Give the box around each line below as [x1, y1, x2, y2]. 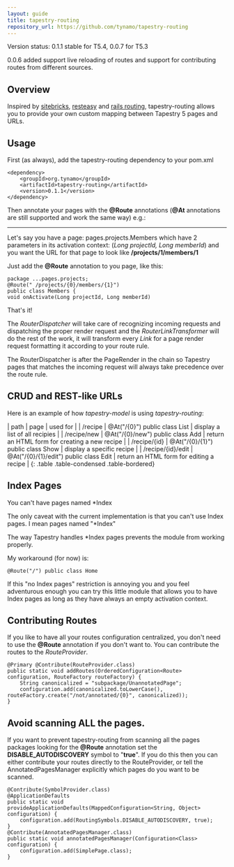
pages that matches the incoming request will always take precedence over [7, 363, 224, 371]
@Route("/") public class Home [7, 567, 98, 574]
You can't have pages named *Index [7, 498, 113, 507]
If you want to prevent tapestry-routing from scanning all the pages [7, 736, 201, 744]
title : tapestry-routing [7, 17, 79, 24]
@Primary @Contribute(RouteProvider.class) [7, 662, 136, 669]
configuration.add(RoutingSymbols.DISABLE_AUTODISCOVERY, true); [19, 817, 214, 824]
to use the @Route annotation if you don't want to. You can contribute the [7, 641, 219, 649]
